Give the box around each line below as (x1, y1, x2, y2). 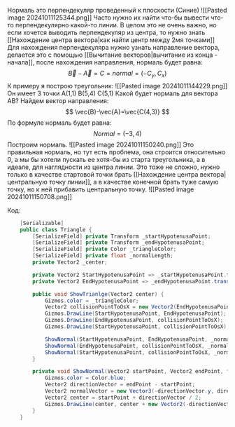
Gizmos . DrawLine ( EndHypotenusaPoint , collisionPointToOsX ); (44, 317, 224, 324)
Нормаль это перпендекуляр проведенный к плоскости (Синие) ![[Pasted (7, 6, 227, 14)
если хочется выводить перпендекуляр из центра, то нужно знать (7, 28, 206, 36)
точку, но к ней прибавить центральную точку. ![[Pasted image (7, 185, 194, 194)
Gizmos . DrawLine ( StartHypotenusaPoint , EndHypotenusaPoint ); (44, 310, 227, 318)
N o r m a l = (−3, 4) (93, 129, 142, 137)
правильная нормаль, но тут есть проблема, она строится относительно (7, 147, 226, 156)
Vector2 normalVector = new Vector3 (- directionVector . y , (44, 388, 215, 395)
